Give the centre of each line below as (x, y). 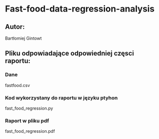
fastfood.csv (17, 85)
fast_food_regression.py (29, 108)
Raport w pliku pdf (27, 121)
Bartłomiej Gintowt (24, 38)
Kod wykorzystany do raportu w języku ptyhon (61, 97)
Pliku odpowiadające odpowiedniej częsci (70, 53)
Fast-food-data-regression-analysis (80, 9)
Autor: (15, 27)
